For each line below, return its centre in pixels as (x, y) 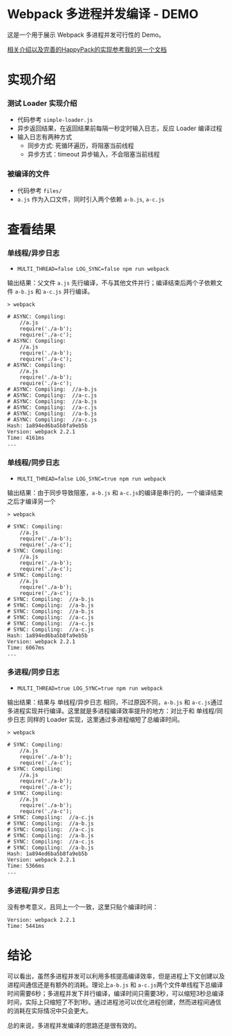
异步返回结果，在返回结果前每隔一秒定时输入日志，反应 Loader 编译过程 (119, 128)
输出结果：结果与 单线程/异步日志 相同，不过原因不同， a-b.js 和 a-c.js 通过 (115, 702)
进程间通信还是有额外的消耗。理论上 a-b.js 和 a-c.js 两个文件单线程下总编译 (115, 985)
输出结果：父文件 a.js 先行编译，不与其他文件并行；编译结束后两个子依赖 (112, 283)
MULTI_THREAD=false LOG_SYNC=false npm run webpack (93, 269)
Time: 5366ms (26, 866)
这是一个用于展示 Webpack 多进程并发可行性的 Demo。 (86, 35)
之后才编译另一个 (31, 501)
